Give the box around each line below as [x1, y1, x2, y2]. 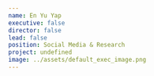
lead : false [8, 33, 47, 42]
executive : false [8, 19, 66, 27]
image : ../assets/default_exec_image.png [8, 56, 147, 64]
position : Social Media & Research [8, 41, 126, 49]
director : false [8, 26, 62, 34]
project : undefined [8, 48, 73, 56]
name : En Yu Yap [8, 11, 62, 20]
